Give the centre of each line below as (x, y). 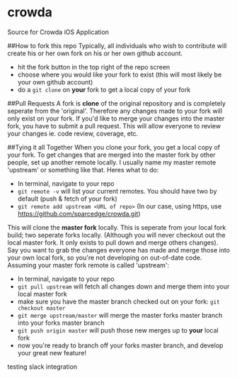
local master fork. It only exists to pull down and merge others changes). (113, 243)
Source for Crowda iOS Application (58, 32)
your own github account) (55, 82)
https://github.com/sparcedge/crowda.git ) (79, 213)
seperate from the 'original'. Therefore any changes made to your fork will (115, 111)
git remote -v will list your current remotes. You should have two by (117, 191)
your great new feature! (52, 352)
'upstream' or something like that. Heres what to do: (83, 169)
